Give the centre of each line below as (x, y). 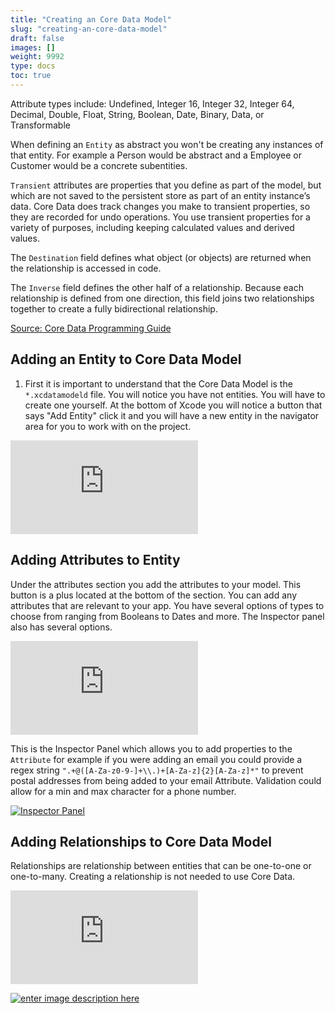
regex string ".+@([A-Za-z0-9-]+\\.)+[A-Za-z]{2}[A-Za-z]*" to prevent (157, 770)
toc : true (31, 76)
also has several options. (61, 627)
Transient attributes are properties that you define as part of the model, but (166, 185)
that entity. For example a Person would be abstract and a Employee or (156, 155)
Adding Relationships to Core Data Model (141, 841)
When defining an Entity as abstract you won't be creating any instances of (167, 144)
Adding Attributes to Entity (95, 560)
